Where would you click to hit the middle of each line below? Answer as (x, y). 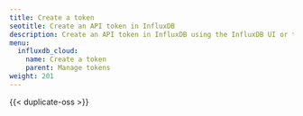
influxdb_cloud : (48, 51)
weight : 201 (32, 76)
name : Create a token (66, 59)
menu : (19, 43)
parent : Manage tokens (68, 68)
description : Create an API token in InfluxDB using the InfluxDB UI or (149, 34)
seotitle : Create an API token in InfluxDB (92, 26)
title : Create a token (52, 18)
